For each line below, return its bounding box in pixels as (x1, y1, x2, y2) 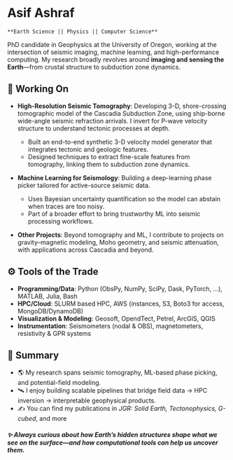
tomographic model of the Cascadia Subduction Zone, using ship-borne (17, 109, 225, 117)
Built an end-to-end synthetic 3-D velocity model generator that (27, 137, 212, 146)
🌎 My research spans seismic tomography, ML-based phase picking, (17, 368, 218, 377)
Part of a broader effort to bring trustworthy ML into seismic (27, 209, 201, 218)
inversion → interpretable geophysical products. (17, 396, 156, 405)
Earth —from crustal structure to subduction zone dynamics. (7, 62, 181, 71)
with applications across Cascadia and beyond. (17, 245, 154, 254)
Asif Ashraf (7, 5, 75, 21)
